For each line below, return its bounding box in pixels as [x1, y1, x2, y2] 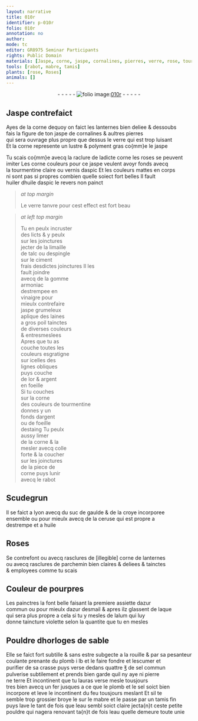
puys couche [20, 369, 52, 376]
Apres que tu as [20, 337, 60, 345]
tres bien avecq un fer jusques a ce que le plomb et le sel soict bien [6, 683, 170, 690]
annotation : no [6, 31, 44, 37]
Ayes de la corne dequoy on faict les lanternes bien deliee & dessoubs [6, 124, 177, 131]
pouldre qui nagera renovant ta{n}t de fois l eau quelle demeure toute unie [6, 709, 185, 716]
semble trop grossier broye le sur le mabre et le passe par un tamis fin [6, 696, 177, 703]
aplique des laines [20, 313, 65, 320]
